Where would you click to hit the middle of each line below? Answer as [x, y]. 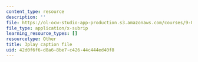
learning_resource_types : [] [42, 34]
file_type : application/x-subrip [47, 28]
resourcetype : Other [32, 39]
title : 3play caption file [39, 45]
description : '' [26, 17]
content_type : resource [35, 12]
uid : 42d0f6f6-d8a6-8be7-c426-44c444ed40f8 [60, 50]
